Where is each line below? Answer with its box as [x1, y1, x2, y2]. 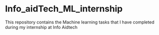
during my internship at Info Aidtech [5, 24, 78, 30]
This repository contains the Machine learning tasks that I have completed [5, 19, 155, 25]
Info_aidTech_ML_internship [5, 3, 123, 14]
